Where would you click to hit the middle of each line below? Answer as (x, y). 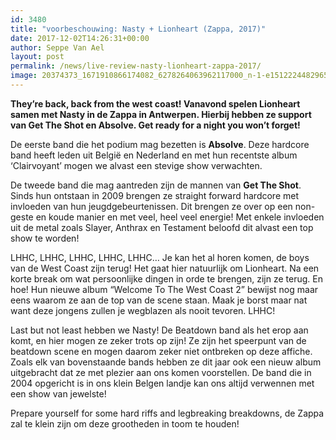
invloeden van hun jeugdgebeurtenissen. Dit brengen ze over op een (151, 206)
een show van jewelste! (58, 393)
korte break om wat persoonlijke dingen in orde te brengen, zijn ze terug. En (166, 278)
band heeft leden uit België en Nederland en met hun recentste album (154, 155)
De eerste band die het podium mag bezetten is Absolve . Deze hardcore (160, 144)
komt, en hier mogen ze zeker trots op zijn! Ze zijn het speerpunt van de (158, 340)
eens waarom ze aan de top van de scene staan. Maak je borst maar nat (159, 300)
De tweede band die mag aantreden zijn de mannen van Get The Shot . (156, 185)
